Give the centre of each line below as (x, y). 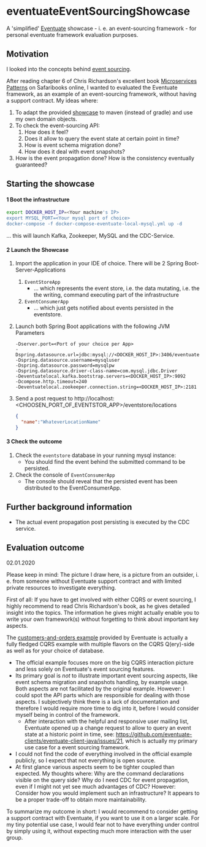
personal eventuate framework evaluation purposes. (72, 34)
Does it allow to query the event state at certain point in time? (102, 138)
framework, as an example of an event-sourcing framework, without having (101, 94)
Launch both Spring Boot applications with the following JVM (93, 326)
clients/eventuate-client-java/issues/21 (73, 741)
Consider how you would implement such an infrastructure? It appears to (107, 793)
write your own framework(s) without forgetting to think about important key (103, 619)
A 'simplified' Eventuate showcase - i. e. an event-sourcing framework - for (101, 28)
